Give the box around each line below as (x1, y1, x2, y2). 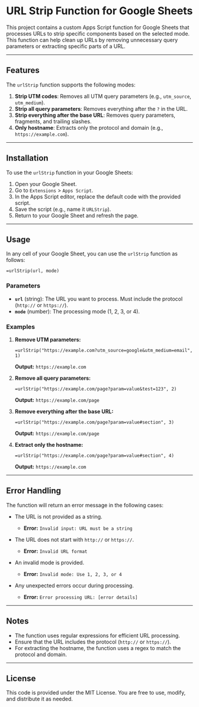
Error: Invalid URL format (23, 547, 88, 555)
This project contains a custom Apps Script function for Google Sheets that (6, 24, 190, 31)
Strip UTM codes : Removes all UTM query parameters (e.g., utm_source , (14, 92, 191, 100)
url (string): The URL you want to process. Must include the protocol (14, 295, 183, 302)
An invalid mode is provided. (14, 559, 85, 566)
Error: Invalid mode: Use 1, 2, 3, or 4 (23, 570, 123, 577)
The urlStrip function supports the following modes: (6, 81, 136, 88)
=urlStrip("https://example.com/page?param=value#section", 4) (14, 452, 175, 459)
